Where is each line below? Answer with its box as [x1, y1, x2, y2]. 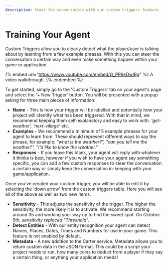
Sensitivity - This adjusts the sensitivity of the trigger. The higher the [12, 201, 156, 207]
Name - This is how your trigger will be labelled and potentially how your [12, 106, 163, 113]
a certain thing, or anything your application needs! [12, 254, 118, 260]
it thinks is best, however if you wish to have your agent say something [12, 155, 159, 161]
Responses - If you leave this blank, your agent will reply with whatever [12, 149, 160, 156]
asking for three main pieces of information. [5, 97, 96, 103]
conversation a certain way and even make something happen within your [5, 56, 158, 62]
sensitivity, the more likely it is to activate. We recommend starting [12, 206, 149, 212]
